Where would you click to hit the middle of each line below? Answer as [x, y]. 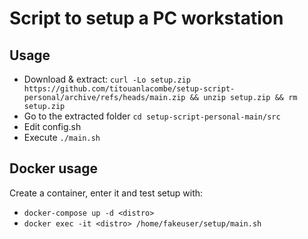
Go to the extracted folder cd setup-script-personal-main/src [152, 116]
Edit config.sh [52, 126]
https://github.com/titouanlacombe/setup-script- [129, 89]
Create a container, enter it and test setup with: [106, 193]
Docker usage [53, 168]
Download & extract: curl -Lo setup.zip [107, 79]
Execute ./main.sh [62, 137]
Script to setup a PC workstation [146, 18]
